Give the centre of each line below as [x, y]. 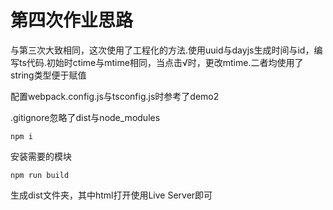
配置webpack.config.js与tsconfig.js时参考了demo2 [115, 96]
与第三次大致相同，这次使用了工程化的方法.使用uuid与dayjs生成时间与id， [162, 50]
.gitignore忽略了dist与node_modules [85, 117]
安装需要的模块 [41, 156]
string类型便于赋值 [48, 75]
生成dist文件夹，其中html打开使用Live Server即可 [111, 195]
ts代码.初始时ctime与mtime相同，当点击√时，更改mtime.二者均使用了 [161, 62]
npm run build [40, 175]
